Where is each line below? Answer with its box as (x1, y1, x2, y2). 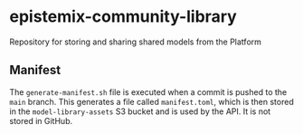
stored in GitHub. (9, 115, 73, 126)
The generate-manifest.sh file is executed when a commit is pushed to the (9, 86, 288, 97)
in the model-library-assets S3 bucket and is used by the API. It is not (9, 106, 271, 117)
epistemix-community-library (9, 6, 237, 27)
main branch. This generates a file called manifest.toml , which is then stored (9, 96, 294, 107)
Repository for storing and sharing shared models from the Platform (9, 36, 262, 47)
